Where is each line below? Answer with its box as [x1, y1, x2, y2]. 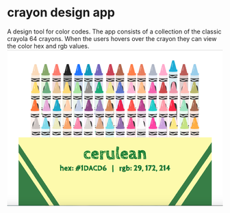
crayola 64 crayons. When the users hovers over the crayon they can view [7, 34, 217, 42]
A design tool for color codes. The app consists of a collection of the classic [7, 27, 222, 35]
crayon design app [7, 5, 115, 20]
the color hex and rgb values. [7, 42, 90, 50]
